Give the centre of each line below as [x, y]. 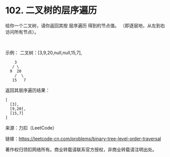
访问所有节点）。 [22, 32]
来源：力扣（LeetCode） [31, 127]
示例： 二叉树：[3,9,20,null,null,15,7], [44, 53]
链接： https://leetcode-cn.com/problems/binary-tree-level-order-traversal [83, 139]
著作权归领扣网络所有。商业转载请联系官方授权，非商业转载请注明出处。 [81, 149]
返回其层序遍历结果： [27, 90]
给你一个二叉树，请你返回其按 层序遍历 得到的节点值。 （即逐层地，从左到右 [85, 25]
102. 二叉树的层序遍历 [51, 10]
